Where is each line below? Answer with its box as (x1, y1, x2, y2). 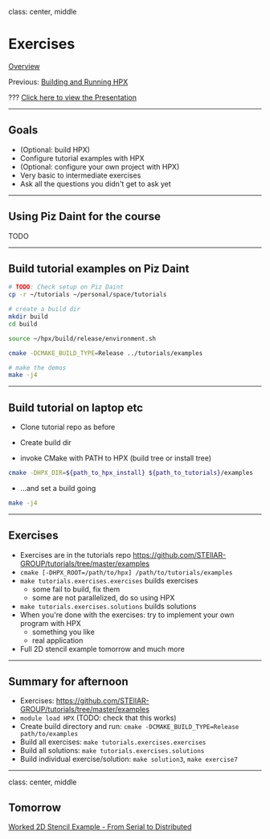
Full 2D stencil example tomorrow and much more (19, 644, 185, 653)
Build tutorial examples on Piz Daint (8, 261, 190, 276)
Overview (8, 61, 40, 71)
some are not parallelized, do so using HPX (31, 592, 175, 602)
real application (31, 635, 84, 645)
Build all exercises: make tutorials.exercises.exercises (19, 737, 207, 747)
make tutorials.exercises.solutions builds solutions (19, 601, 197, 611)
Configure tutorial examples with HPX (19, 153, 145, 163)
